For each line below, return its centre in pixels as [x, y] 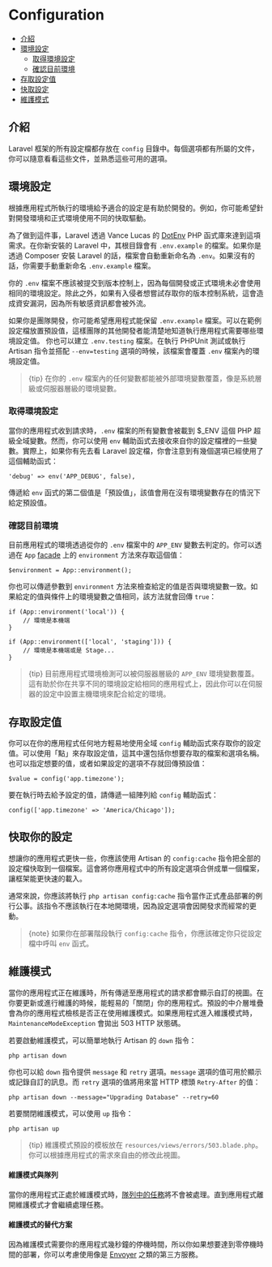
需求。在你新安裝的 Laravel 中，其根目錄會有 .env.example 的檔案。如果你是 [135, 245]
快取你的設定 [40, 837]
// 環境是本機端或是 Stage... [69, 651]
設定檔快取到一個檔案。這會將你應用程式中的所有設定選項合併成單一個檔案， [136, 868]
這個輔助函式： [33, 461]
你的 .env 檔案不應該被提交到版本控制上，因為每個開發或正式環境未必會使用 [135, 282]
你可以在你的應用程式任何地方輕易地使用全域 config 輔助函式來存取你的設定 [135, 743]
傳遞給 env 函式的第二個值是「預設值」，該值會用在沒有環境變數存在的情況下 [135, 492]
